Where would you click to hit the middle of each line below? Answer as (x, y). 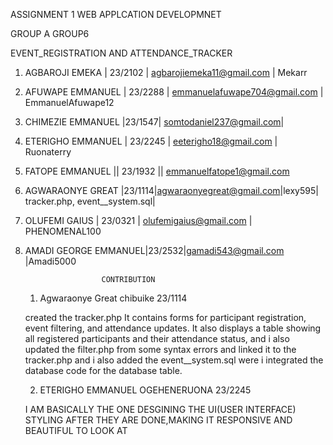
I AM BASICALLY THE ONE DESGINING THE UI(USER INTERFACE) (160, 409)
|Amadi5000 (50, 261)
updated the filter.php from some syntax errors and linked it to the (160, 349)
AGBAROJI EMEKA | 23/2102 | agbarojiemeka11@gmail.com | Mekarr (166, 72)
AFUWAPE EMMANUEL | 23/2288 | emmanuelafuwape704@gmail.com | (174, 92)
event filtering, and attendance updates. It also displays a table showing (173, 328)
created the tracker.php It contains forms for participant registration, (165, 317)
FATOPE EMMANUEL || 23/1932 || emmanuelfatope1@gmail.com (157, 171)
